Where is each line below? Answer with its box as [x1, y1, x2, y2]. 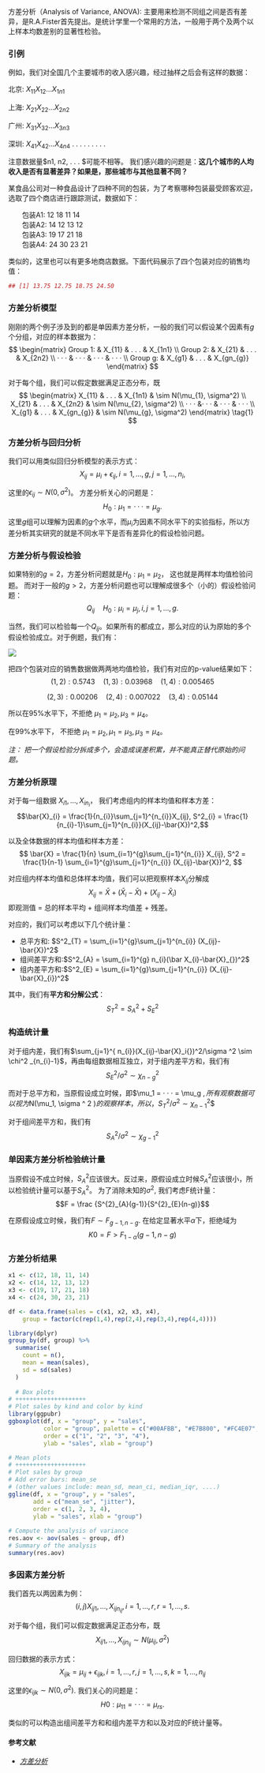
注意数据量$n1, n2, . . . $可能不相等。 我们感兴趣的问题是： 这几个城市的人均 [8, 157, 254, 167]
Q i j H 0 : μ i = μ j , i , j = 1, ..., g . [86, 603, 179, 614]
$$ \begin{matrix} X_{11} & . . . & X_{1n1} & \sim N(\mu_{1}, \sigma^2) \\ [18, 390, 247, 400]
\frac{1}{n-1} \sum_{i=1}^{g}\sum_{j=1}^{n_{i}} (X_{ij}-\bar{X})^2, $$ [22, 857, 243, 867]
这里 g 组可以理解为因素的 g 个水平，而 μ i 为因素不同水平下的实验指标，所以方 [8, 517, 251, 528]
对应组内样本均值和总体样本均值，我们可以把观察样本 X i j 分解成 [8, 873, 210, 885]
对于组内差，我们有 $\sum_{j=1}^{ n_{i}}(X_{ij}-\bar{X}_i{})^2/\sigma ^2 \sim [8, 1046, 252, 1055]
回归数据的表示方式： [8, 1655, 77, 1663]
